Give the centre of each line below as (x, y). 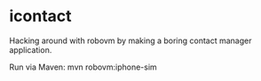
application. (31, 49)
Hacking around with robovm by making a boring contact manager (130, 40)
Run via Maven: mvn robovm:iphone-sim (83, 67)
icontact (41, 16)
